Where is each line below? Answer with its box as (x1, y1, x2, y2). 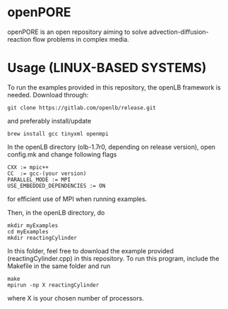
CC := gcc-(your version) (7, 170, 87, 177)
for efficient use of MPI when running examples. (7, 195, 148, 203)
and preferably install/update (7, 116, 92, 125)
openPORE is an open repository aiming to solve (7, 28, 148, 36)
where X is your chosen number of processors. (7, 293, 145, 302)
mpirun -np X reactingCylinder (7, 281, 100, 289)
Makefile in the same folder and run (7, 262, 111, 270)
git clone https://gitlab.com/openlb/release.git (7, 104, 157, 111)
